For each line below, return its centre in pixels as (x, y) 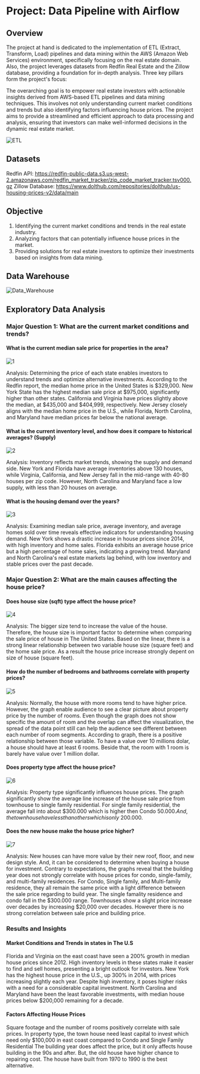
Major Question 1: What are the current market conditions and (98, 326)
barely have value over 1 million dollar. (53, 753)
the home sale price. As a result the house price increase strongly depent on (100, 652)
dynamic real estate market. (41, 129)
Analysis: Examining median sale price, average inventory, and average (94, 526)
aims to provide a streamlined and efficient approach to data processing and (100, 116)
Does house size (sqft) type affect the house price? (71, 601)
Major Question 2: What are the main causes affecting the (92, 579)
